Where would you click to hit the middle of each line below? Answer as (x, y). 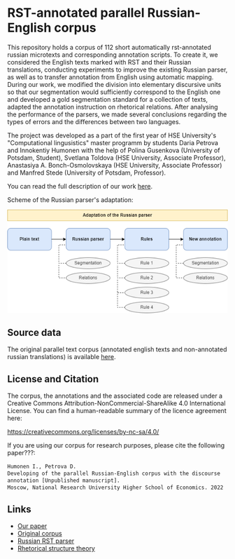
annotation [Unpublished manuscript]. (64, 481)
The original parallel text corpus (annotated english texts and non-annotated (117, 349)
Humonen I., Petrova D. (42, 467)
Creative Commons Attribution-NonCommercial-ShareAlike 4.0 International (116, 403)
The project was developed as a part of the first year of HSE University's (112, 135)
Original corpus (40, 534)
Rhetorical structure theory (56, 548)
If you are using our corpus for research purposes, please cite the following (116, 445)
